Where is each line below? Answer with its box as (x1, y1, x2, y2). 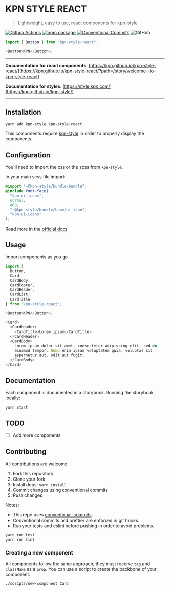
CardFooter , (10, 282, 35, 288)
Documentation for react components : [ (5, 62, 91, 68)
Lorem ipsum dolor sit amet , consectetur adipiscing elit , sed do (14, 343, 157, 349)
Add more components (12, 432, 61, 438)
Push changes (12, 492, 43, 498)
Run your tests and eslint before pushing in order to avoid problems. (12, 523, 155, 529)
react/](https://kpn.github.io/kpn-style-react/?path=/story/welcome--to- (5, 68, 156, 74)
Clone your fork (12, 476, 46, 482)
